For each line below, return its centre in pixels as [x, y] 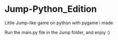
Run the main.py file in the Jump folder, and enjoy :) [57, 32]
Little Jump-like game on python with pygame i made [59, 23]
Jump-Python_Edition [51, 9]
